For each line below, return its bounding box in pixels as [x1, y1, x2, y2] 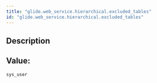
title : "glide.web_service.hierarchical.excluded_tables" [6, 8, 152, 15]
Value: [6, 56, 31, 66]
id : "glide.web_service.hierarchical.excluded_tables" [6, 14, 144, 20]
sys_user [6, 71, 28, 77]
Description [6, 36, 50, 46]
